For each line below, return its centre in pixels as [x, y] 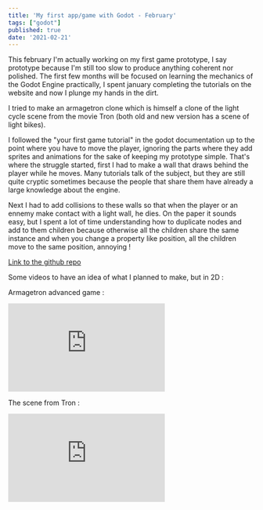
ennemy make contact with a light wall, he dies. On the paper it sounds [122, 213]
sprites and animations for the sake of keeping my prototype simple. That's [129, 157]
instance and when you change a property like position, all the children [122, 239]
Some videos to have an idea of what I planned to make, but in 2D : [116, 277]
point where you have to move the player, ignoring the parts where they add [130, 148]
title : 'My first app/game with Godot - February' [92, 15]
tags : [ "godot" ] [34, 23]
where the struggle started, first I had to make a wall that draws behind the [128, 165]
